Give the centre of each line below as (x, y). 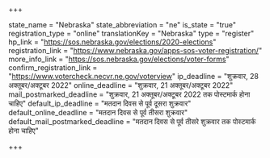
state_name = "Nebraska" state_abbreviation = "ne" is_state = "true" (122, 25)
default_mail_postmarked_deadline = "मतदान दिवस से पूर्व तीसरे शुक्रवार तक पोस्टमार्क (132, 121)
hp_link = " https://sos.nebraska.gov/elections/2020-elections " (112, 42)
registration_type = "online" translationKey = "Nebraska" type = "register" (131, 33)
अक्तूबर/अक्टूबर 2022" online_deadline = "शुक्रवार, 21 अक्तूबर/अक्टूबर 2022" (121, 85)
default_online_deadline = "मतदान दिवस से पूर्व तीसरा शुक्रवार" (98, 112)
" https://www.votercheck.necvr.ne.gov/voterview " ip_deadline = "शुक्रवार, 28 (133, 76)
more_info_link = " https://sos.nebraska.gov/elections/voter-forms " (119, 59)
